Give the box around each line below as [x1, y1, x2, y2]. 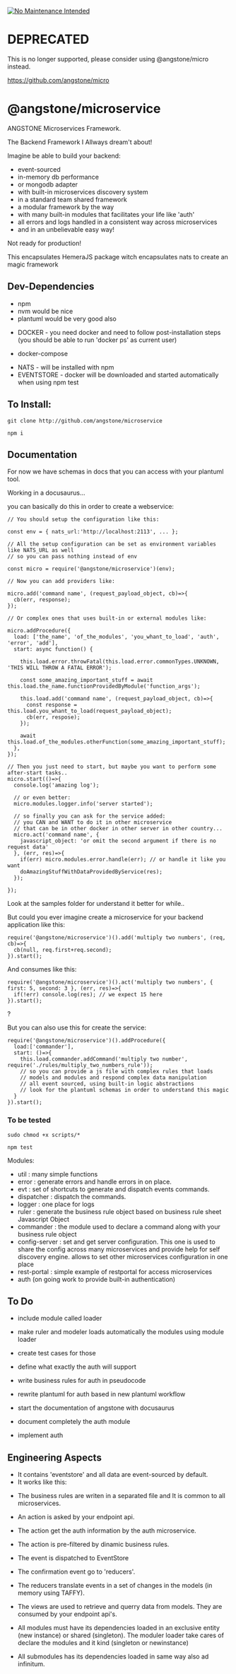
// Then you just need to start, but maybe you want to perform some [7, 763, 217, 770]
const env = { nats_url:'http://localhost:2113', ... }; [7, 529, 179, 536]
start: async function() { [13, 646, 93, 653]
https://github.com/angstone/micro [7, 76, 110, 84]
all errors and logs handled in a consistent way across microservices [17, 218, 218, 226]
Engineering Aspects [7, 1451, 102, 1463]
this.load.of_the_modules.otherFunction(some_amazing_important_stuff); [7, 738, 226, 745]
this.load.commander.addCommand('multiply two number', [20, 1056, 189, 1063]
